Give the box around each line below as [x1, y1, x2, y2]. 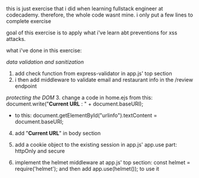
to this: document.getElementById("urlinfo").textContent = [14, 112, 157, 119]
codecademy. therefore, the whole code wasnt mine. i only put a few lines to [6, 11, 193, 18]
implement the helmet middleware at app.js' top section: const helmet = [14, 159, 191, 166]
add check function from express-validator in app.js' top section [14, 70, 172, 77]
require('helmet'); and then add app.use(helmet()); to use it [14, 166, 159, 172]
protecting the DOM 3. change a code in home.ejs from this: [6, 94, 153, 101]
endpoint [14, 82, 37, 90]
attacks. [6, 36, 26, 42]
